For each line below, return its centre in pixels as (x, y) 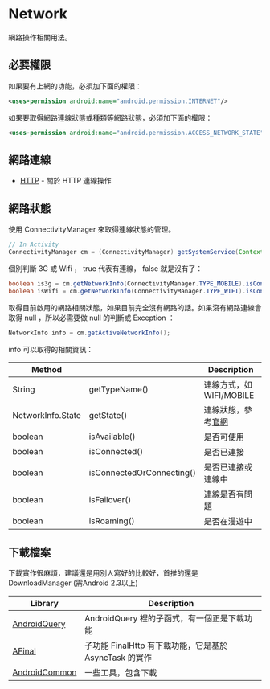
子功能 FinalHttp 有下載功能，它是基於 (156, 646)
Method (47, 369)
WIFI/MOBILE (229, 395)
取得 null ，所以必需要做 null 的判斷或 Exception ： (92, 318)
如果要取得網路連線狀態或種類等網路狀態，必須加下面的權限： (110, 117)
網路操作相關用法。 (40, 37)
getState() (108, 415)
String (24, 389)
